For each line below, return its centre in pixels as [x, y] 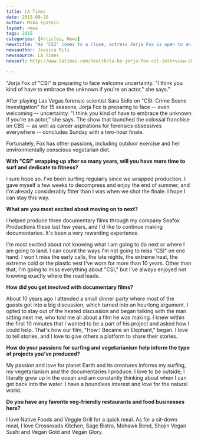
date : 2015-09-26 [27, 17]
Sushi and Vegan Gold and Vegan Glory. [55, 432]
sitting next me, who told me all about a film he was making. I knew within [95, 317]
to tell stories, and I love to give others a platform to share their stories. [92, 336]
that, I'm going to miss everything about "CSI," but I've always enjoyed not [96, 269]
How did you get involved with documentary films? [70, 287]
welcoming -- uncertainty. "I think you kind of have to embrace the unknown [99, 113]
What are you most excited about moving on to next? [72, 209]
